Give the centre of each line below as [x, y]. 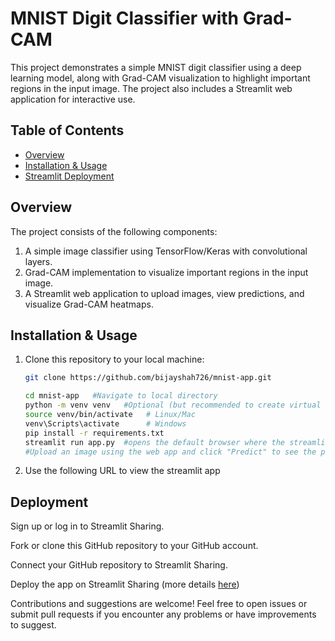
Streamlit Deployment [69, 176]
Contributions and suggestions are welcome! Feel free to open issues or [159, 604]
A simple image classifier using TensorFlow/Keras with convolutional [166, 251]
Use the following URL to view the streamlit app [122, 471]
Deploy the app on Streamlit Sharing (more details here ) [125, 584]
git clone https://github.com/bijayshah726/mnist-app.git [148, 378]
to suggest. [33, 625]
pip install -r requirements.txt [94, 433]
